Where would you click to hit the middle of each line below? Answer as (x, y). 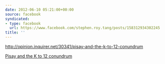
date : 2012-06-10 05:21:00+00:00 (40, 10)
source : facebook (23, 14)
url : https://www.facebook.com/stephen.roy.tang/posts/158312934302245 (85, 28)
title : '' (15, 32)
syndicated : (17, 19)
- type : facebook (23, 23)
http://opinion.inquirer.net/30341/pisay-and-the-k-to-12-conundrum (74, 47)
